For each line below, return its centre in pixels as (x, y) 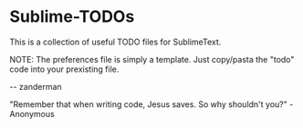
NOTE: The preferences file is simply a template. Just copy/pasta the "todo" (152, 59)
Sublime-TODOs (72, 17)
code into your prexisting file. (64, 69)
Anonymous (32, 113)
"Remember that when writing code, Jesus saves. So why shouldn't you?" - (151, 104)
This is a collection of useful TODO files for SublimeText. (115, 42)
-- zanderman (36, 86)
